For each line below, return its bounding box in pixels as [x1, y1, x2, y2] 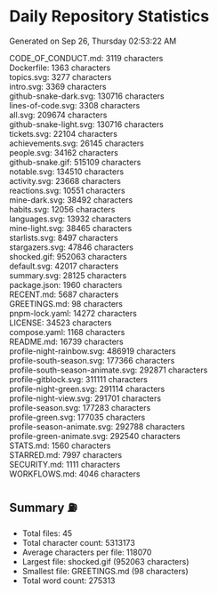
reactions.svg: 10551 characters [9, 185, 126, 196]
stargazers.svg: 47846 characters [9, 242, 133, 252]
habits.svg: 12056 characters [9, 204, 116, 214]
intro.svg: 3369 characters [9, 81, 107, 92]
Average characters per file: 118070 [21, 547, 152, 557]
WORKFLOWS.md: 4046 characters [9, 469, 141, 479]
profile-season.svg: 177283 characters [9, 402, 151, 413]
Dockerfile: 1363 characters [9, 62, 111, 73]
